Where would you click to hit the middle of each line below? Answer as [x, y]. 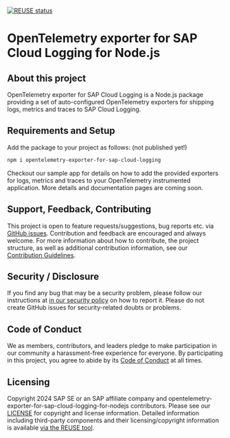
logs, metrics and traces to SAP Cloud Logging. [74, 109]
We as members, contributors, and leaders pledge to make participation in [112, 346]
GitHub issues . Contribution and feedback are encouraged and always [106, 233]
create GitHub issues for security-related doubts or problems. [94, 308]
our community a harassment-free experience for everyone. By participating [115, 353]
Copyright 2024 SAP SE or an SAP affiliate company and [87, 398]
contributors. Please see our [170, 406]
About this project [47, 78]
